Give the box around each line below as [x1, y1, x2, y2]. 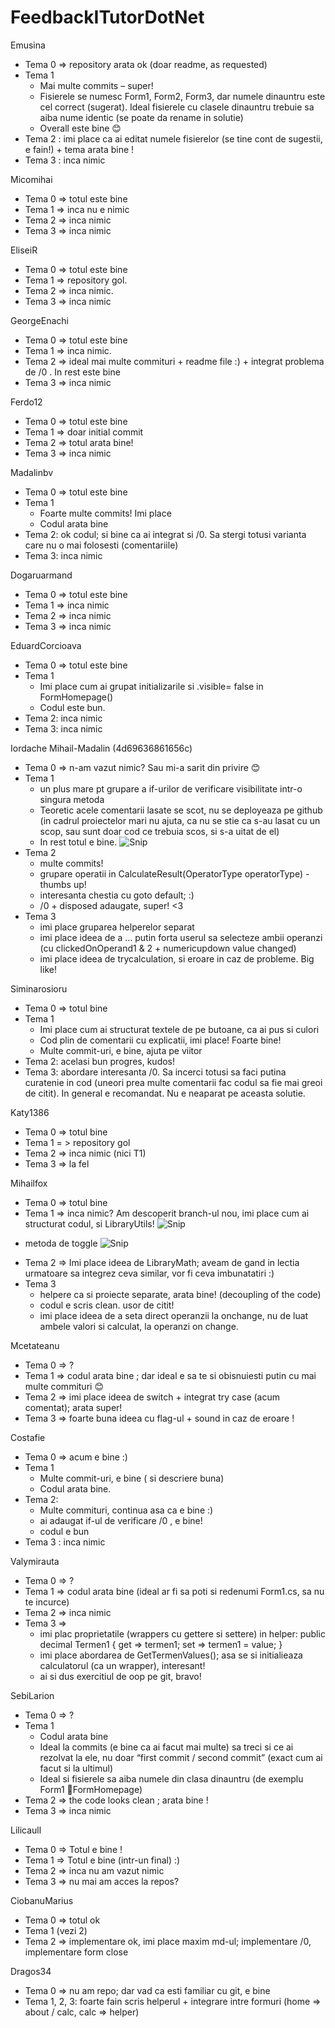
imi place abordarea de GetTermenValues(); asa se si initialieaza [39, 1649, 303, 1661]
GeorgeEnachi [10, 314, 70, 326]
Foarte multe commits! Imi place [39, 507, 172, 519]
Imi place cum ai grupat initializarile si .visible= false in [39, 680, 264, 692]
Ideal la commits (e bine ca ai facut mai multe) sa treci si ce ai [39, 1741, 294, 1753]
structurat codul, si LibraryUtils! [24, 1217, 155, 1230]
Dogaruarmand [10, 569, 73, 581]
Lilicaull [10, 1824, 42, 1836]
